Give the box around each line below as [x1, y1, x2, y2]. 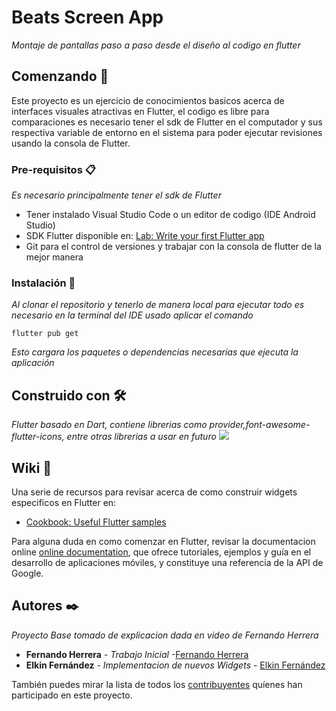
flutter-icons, [11, 431, 65, 443]
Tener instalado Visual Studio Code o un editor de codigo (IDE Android [25, 209, 316, 221]
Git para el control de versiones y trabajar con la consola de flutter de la [25, 241, 322, 253]
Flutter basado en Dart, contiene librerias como [11, 419, 208, 431]
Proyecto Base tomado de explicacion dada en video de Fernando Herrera [11, 629, 319, 641]
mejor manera [25, 251, 84, 263]
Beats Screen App [11, 6, 164, 29]
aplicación [11, 357, 55, 369]
